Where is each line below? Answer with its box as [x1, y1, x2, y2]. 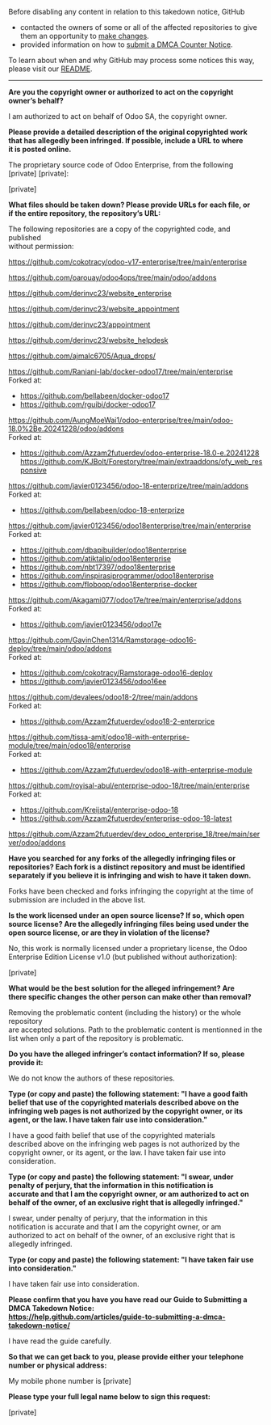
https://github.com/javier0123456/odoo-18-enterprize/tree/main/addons [8, 481, 248, 490]
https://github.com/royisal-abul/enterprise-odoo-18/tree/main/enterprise [8, 780, 250, 790]
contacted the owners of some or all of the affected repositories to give [19, 23, 258, 32]
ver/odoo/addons [8, 838, 66, 848]
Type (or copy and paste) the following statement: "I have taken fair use [8, 1255, 254, 1264]
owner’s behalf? [8, 96, 65, 105]
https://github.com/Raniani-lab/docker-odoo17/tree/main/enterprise [8, 367, 234, 376]
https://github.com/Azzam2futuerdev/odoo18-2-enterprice [19, 717, 215, 726]
